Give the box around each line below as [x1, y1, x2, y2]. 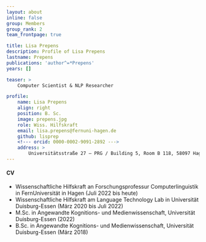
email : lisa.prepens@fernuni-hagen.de [17, 127, 116, 134]
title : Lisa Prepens [6, 43, 59, 49]
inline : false [6, 15, 43, 21]
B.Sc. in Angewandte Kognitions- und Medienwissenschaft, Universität [15, 222, 194, 230]
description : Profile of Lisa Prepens [6, 48, 105, 55]
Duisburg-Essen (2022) [15, 216, 75, 223]
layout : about [6, 9, 43, 15]
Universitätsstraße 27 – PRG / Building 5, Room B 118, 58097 [28, 151, 191, 157]
